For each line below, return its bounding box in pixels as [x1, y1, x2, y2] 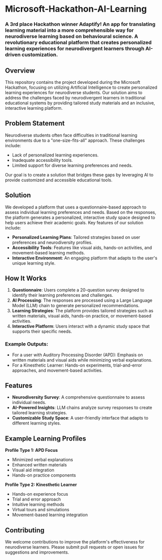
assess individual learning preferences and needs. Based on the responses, [5, 209, 157, 215]
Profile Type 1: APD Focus [5, 447, 58, 453]
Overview [5, 66, 35, 75]
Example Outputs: [5, 341, 49, 348]
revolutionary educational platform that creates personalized [5, 39, 152, 46]
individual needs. [12, 400, 47, 406]
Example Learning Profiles [5, 434, 86, 443]
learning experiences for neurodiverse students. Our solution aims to [5, 89, 143, 96]
